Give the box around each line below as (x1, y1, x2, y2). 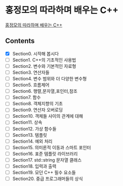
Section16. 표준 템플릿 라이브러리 (12, 151, 78, 157)
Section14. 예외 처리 (12, 138, 52, 144)
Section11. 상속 (12, 119, 42, 125)
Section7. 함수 (12, 94, 41, 100)
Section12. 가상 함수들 (12, 126, 56, 132)
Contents (5, 37, 35, 45)
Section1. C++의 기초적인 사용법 (12, 57, 76, 63)
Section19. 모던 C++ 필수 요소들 (12, 169, 76, 175)
